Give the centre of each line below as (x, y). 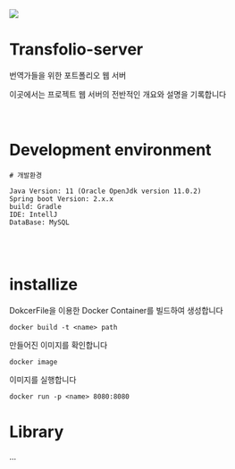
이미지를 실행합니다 (43, 380)
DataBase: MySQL (39, 222)
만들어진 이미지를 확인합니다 (59, 345)
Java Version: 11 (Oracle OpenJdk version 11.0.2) (105, 191)
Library (37, 431)
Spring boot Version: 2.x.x (62, 199)
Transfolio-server (76, 50)
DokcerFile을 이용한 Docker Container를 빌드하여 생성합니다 (116, 310)
